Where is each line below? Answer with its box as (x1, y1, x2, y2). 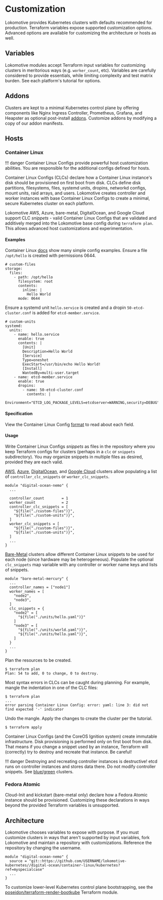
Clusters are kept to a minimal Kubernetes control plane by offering (5, 105, 139, 111)
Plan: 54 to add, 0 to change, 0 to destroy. (5, 671, 98, 676)
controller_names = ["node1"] (9, 585, 70, 590)
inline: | (22, 287, 42, 293)
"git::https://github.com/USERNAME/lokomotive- (29, 859, 127, 863)
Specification (5, 411, 33, 417)
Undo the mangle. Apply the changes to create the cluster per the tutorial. (5, 715, 153, 721)
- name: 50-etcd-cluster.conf (22, 387, 83, 393)
